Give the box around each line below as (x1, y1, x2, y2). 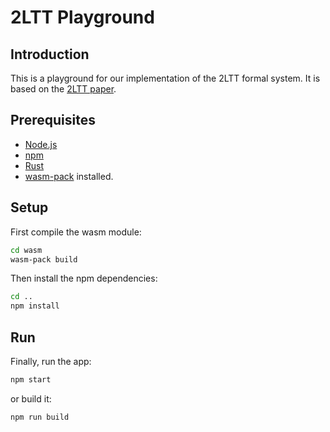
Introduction (10, 46, 90, 63)
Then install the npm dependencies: (10, 272, 158, 285)
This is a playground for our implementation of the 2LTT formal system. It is (10, 72, 321, 84)
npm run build (10, 412, 70, 422)
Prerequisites (10, 112, 96, 129)
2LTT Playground (10, 6, 155, 29)
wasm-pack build (10, 254, 78, 265)
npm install (10, 301, 60, 311)
